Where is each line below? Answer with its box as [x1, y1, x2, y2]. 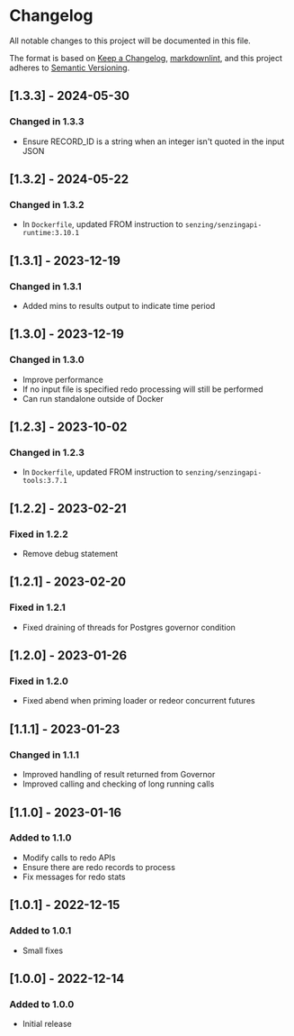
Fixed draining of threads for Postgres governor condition [22, 622, 236, 632]
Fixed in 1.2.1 [9, 601, 66, 613]
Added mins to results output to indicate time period [22, 301, 216, 311]
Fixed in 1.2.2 [9, 528, 69, 541]
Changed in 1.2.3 [9, 447, 85, 459]
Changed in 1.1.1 [9, 749, 79, 761]
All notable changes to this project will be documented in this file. [9, 35, 252, 46]
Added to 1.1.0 [9, 832, 72, 844]
